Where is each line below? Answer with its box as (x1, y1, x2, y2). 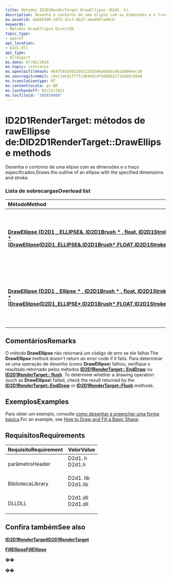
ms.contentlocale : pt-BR (5, 83, 58, 88)
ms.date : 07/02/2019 (5, 60, 49, 65)
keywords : (5, 21, 26, 27)
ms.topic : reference (5, 64, 49, 69)
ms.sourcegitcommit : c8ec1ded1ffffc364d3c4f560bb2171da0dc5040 (5, 74, 142, 79)
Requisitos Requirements (5, 431, 85, 439)
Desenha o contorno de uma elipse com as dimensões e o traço (5, 164, 139, 170)
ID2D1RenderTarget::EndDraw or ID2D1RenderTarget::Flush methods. (5, 382, 154, 389)
